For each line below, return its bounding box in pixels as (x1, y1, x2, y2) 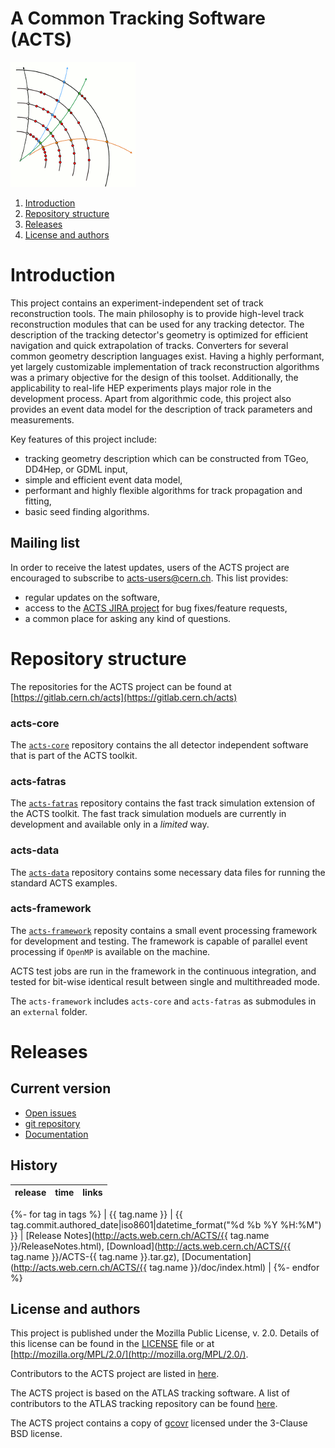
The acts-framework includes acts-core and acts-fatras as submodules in (10, 995, 317, 1007)
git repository (24, 1117, 81, 1129)
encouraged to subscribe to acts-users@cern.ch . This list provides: (10, 572, 289, 584)
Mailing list (10, 535, 80, 552)
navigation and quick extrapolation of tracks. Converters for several (10, 339, 289, 351)
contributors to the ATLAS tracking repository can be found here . (10, 1398, 278, 1410)
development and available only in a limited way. (10, 818, 210, 831)
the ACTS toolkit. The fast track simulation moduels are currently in (10, 808, 287, 820)
